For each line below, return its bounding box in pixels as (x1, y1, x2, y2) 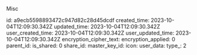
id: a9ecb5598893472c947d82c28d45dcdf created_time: (6, 17, 149, 23)
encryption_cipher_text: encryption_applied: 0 (61, 36, 176, 42)
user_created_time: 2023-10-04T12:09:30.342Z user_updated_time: (6, 29, 175, 36)
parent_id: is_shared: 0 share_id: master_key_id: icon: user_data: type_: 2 (6, 42, 187, 49)
